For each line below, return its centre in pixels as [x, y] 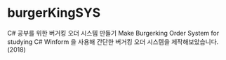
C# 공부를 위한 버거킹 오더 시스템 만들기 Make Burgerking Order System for [113, 33]
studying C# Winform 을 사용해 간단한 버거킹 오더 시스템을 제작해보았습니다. [113, 42]
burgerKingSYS [54, 13]
